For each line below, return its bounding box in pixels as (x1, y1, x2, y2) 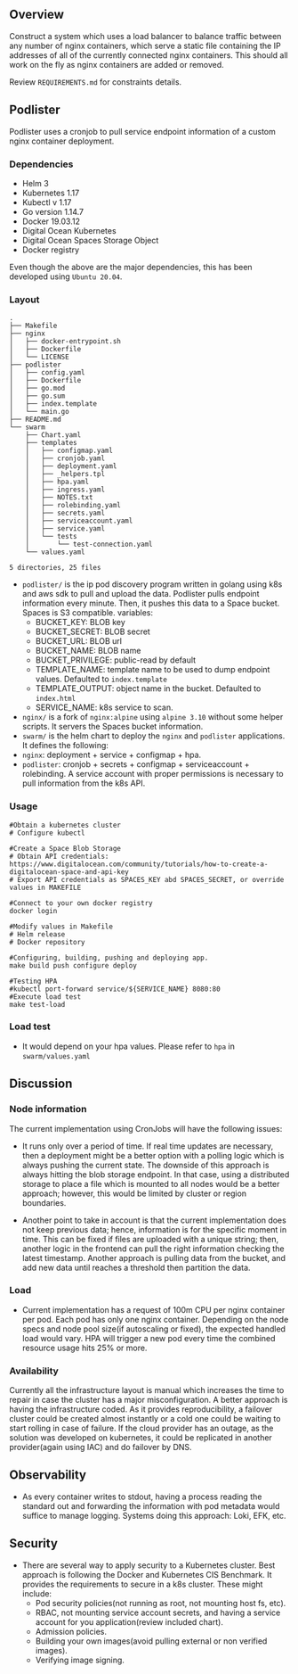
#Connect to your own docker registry (9, 898, 153, 908)
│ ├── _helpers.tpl (25, 470, 105, 479)
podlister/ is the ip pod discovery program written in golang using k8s (21, 579, 283, 590)
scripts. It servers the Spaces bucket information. (21, 722, 204, 732)
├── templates (25, 439, 77, 448)
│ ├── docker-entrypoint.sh (9, 337, 122, 346)
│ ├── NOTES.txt (25, 493, 93, 502)
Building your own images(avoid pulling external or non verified (35, 1636, 268, 1646)
